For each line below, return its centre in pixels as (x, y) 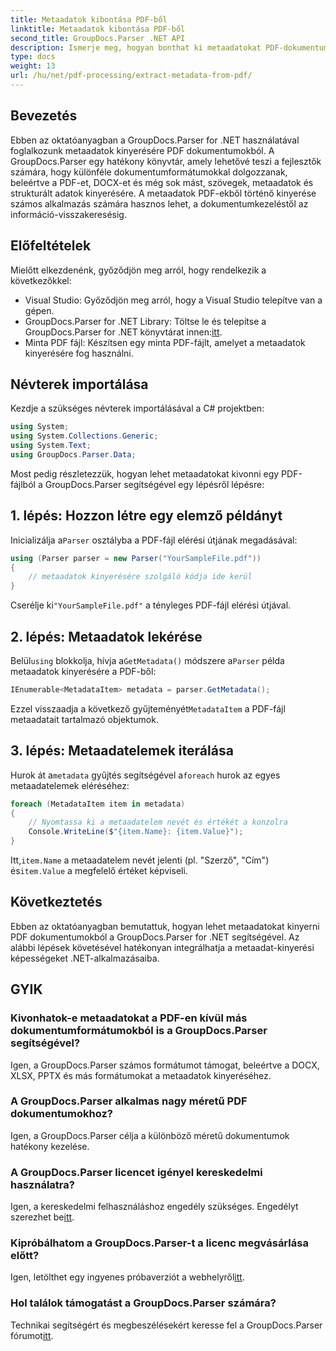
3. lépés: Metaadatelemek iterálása (122, 751)
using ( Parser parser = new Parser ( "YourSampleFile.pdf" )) (136, 558)
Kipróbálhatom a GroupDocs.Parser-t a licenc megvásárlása (159, 1243)
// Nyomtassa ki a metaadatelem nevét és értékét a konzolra (158, 822)
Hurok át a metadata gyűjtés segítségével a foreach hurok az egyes (145, 775)
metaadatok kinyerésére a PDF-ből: (83, 671)
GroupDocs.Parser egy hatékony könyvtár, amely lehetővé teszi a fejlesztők (166, 161)
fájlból (23, 484)
